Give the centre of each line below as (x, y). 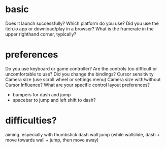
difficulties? (31, 121)
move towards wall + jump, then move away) (52, 140)
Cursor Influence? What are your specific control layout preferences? (78, 85)
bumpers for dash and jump (42, 94)
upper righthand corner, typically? (41, 34)
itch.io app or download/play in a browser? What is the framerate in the (79, 28)
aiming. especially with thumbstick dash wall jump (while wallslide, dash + (83, 134)
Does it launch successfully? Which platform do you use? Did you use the (82, 23)
